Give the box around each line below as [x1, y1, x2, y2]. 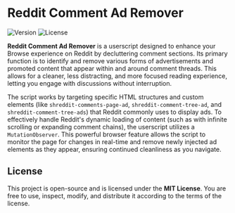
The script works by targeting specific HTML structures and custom [7, 93, 204, 101]
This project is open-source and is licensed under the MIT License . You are [7, 184, 227, 193]
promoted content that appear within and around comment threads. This [7, 64, 217, 72]
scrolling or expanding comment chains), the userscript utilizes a [7, 122, 195, 131]
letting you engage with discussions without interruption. [7, 79, 172, 87]
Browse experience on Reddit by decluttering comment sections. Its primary [7, 49, 228, 58]
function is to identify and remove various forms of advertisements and [7, 56, 213, 65]
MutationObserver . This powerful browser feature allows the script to [7, 130, 206, 138]
